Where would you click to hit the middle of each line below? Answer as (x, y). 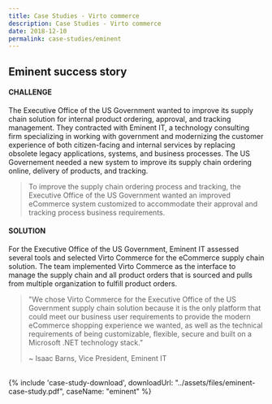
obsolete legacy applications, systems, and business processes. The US (129, 153)
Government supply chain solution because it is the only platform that (145, 308)
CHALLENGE (30, 92)
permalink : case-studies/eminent (65, 39)
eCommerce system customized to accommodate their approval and (143, 203)
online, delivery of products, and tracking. (78, 171)
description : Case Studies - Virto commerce (85, 24)
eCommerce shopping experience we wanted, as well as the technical (145, 325)
